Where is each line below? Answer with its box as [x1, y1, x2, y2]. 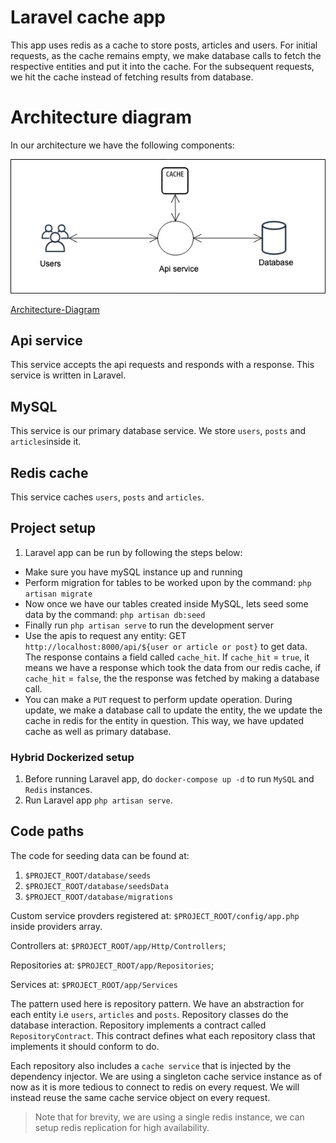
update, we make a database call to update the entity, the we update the [24, 704, 323, 716]
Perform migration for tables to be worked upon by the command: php [24, 576, 312, 588]
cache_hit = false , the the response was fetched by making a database [24, 672, 320, 684]
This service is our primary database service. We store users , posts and [10, 425, 307, 437]
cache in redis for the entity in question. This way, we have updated [24, 714, 305, 726]
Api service [10, 332, 83, 349]
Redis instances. [24, 784, 93, 796]
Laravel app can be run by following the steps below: [24, 546, 243, 558]
